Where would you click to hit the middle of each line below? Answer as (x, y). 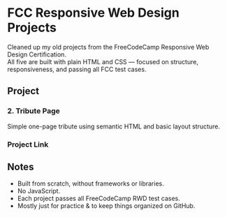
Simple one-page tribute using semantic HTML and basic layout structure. (114, 126)
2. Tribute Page (34, 111)
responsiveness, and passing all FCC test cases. (77, 69)
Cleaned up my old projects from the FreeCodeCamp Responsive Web (108, 47)
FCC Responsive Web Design (93, 13)
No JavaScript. (39, 191)
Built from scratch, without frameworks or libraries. (90, 184)
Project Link (28, 144)
